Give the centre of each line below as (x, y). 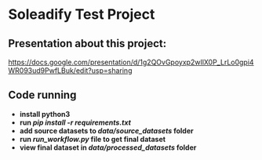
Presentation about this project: (87, 44)
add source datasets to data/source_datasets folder (106, 130)
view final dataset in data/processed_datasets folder (108, 147)
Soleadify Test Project (82, 15)
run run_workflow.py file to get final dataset (93, 139)
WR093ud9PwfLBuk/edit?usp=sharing (70, 71)
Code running (42, 95)
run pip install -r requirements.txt (75, 122)
